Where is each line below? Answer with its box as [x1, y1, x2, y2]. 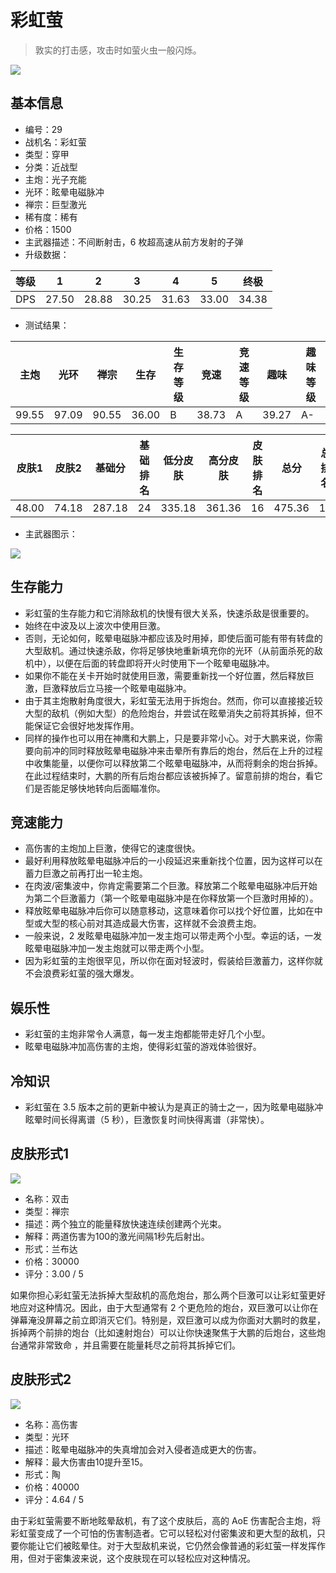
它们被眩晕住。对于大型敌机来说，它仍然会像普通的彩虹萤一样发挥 [44, 1539, 317, 1551]
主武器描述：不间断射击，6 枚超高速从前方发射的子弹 [24, 236, 244, 248]
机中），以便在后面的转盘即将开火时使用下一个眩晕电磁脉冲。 [24, 657, 275, 669]
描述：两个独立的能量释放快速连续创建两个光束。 [24, 1217, 227, 1230]
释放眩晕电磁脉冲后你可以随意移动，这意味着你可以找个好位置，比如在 [24, 905, 315, 917]
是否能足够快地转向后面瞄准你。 [33, 782, 166, 794]
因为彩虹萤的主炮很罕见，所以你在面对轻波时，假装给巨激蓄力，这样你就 [24, 955, 323, 967]
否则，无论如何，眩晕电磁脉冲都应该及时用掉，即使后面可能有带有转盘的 [24, 632, 323, 644]
